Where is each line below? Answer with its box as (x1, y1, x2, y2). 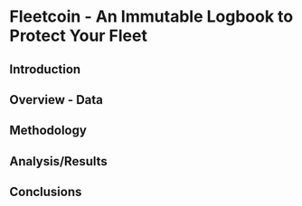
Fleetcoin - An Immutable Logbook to (9, 6, 294, 27)
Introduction (9, 61, 81, 77)
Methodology (9, 123, 88, 138)
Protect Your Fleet (9, 25, 147, 46)
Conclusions (9, 184, 82, 200)
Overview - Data (9, 92, 104, 108)
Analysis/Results (9, 154, 109, 169)
